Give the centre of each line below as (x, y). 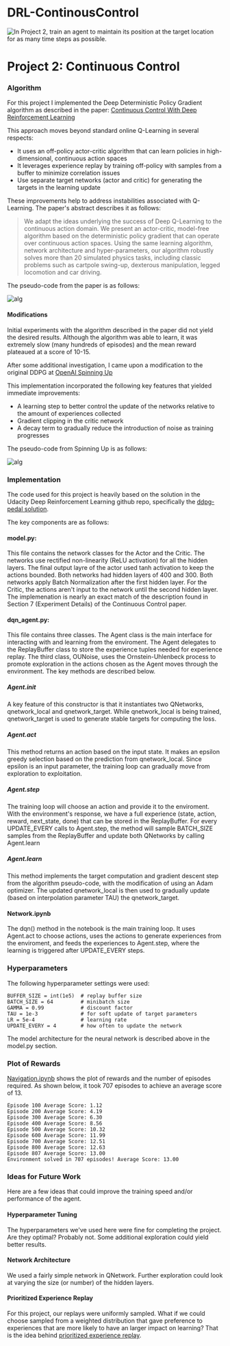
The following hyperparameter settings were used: (78, 983)
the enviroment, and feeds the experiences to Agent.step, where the (103, 943)
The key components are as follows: (58, 522)
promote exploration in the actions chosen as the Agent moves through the (113, 664)
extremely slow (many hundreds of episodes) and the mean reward (102, 345)
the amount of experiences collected (69, 413)
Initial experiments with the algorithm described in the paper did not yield (110, 329)
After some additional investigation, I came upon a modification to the (105, 365)
